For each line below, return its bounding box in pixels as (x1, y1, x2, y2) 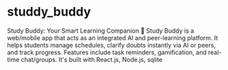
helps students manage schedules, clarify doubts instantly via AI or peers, (7, 41, 216, 49)
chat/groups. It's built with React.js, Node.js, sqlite (21, 55, 163, 63)
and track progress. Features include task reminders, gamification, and (7, 48, 207, 56)
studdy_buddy (7, 4, 91, 20)
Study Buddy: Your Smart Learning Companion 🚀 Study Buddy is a (7, 27, 194, 35)
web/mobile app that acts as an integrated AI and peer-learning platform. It (7, 33, 218, 41)
